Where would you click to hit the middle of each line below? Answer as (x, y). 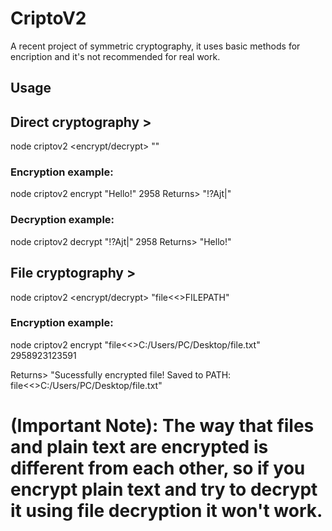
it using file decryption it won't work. (166, 511)
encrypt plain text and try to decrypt (164, 489)
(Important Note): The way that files (162, 426)
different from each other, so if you (158, 468)
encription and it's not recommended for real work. (115, 56)
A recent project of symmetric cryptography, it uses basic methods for (155, 46)
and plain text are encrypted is (139, 447)
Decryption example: (62, 220)
